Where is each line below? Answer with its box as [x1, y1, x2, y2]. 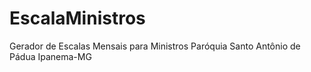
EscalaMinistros [9, 7, 146, 30]
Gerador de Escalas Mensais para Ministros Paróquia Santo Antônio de [9, 40, 301, 52]
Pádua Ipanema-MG [9, 50, 92, 62]
